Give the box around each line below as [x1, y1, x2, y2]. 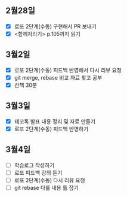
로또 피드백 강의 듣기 [14, 169, 63, 176]
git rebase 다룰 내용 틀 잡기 [14, 184, 79, 191]
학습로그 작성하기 [14, 161, 55, 169]
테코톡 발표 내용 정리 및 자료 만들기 [14, 117, 96, 125]
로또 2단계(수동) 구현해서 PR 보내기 [14, 23, 97, 30]
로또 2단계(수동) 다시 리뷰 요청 [14, 176, 85, 184]
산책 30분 [14, 81, 37, 89]
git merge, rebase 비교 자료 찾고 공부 [14, 74, 103, 81]
